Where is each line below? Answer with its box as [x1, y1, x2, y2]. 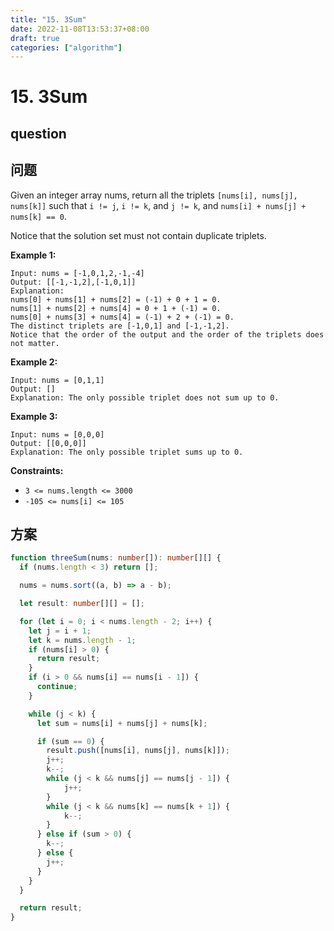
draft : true [10, 33, 60, 43]
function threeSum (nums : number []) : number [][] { [10, 553, 222, 563]
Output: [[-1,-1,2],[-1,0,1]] [10, 277, 137, 287]
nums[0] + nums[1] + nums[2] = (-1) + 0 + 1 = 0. [10, 294, 222, 305]
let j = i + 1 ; [28, 626, 92, 636]
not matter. [10, 338, 60, 348]
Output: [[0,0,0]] [10, 438, 87, 448]
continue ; [36, 682, 78, 692]
